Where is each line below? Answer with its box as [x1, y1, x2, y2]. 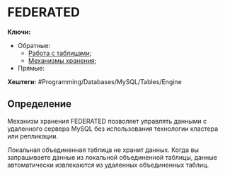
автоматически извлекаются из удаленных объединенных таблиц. [7, 160, 209, 169]
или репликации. [7, 131, 59, 140]
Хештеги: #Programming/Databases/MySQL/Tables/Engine [7, 77, 182, 86]
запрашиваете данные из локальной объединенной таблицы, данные [7, 153, 218, 161]
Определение [7, 98, 72, 110]
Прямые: [17, 64, 45, 72]
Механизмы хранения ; [28, 56, 97, 64]
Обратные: [17, 41, 51, 49]
